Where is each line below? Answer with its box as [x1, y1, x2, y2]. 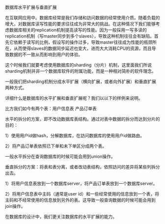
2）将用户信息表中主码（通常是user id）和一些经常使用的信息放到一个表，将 [5, 191, 160, 196]
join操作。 [5, 203, 26, 209]
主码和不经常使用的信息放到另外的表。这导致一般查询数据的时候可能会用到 [5, 197, 156, 203]
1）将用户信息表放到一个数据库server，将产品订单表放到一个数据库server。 [5, 181, 158, 186]
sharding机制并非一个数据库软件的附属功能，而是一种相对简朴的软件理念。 [5, 68, 156, 74]
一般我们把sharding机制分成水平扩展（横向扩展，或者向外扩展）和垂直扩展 [5, 79, 156, 84]
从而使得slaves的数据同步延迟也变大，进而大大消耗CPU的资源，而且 [13, 46, 152, 51]
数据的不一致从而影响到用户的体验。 [9, 52, 82, 57]
